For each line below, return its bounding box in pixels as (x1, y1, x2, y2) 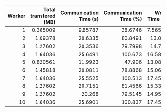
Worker (7, 12, 26, 19)
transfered (30, 12, 56, 19)
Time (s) (79, 16, 99, 22)
